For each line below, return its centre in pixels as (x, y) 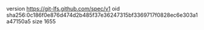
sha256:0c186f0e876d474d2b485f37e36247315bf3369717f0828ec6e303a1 (102, 15)
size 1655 (44, 21)
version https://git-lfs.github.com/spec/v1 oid (63, 9)
